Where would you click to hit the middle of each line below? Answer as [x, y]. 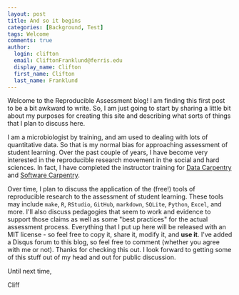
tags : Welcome [29, 34]
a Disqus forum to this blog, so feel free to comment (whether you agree [113, 242]
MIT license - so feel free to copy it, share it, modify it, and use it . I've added [120, 235]
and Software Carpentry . [44, 175]
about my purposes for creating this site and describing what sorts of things [119, 116]
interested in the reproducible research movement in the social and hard [113, 160]
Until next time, [30, 271]
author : [19, 47]
